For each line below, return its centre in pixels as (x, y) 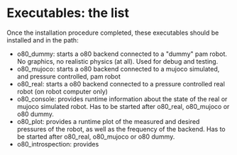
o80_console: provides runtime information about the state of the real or (122, 99)
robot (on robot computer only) (62, 91)
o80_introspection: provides (58, 144)
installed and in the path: (43, 40)
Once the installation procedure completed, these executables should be (113, 33)
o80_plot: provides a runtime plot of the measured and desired (108, 121)
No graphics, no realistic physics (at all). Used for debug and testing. (117, 61)
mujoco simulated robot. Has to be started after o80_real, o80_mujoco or (123, 106)
